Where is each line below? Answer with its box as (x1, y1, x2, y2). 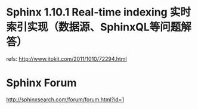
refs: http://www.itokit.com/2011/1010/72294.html (6, 55, 127, 63)
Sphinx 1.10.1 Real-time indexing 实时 (6, 5, 191, 19)
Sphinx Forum (6, 76, 77, 90)
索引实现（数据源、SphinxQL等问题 (6, 20, 181, 34)
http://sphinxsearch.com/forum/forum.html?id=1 (6, 96, 124, 103)
